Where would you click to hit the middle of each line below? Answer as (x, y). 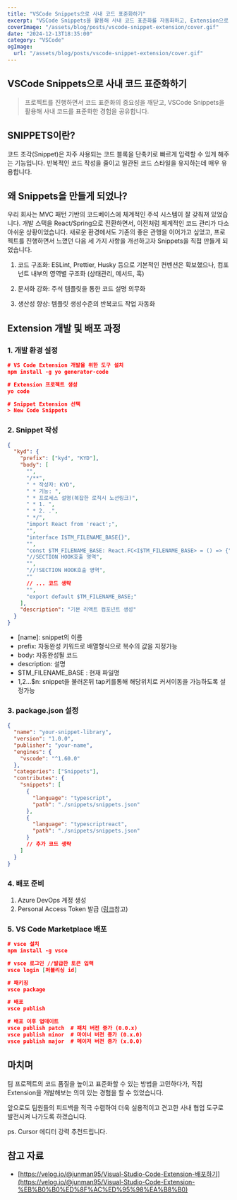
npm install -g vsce (38, 951)
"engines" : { (33, 752)
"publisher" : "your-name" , (53, 745)
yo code (19, 391)
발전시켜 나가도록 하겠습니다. (47, 1116)
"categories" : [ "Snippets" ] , (56, 772)
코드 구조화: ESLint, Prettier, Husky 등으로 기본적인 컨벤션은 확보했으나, (117, 265)
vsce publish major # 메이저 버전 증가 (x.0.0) (75, 1041)
